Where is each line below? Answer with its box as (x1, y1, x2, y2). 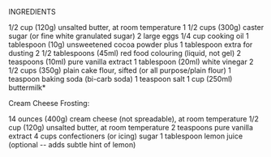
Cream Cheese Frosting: (8, 99, 90, 108)
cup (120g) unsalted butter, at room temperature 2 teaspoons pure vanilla (8, 123, 254, 132)
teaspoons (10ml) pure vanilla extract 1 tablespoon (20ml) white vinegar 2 (8, 57, 254, 66)
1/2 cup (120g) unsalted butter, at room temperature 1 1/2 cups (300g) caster (8, 23, 265, 32)
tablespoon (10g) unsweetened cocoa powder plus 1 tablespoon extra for (8, 40, 253, 49)
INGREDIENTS (8, 7, 57, 16)
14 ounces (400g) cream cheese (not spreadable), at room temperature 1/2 (8, 114, 260, 124)
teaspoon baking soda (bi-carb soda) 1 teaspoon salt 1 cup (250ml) (8, 74, 233, 83)
